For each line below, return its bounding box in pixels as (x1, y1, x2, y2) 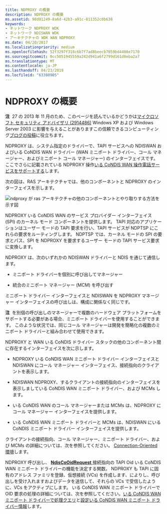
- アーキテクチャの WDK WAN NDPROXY (5, 36, 75, 41)
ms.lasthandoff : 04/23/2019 (5, 68, 64, 73)
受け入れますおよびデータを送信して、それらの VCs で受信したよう (18, 478, 156, 484)
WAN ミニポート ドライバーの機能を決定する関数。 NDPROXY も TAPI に (5, 465, 154, 471)
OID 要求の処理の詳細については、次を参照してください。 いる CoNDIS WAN (5, 490, 161, 496)
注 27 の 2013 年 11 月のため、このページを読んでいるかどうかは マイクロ (5, 113, 155, 119)
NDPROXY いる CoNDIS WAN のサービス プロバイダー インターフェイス (5, 212, 152, 218)
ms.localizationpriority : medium (5, 45, 75, 50)
